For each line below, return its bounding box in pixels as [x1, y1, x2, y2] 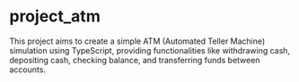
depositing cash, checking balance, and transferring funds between [9, 54, 260, 65]
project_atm [9, 6, 101, 27]
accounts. [9, 64, 47, 75]
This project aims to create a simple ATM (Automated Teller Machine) [9, 36, 266, 46]
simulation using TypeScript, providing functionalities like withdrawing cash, [9, 45, 290, 55]
